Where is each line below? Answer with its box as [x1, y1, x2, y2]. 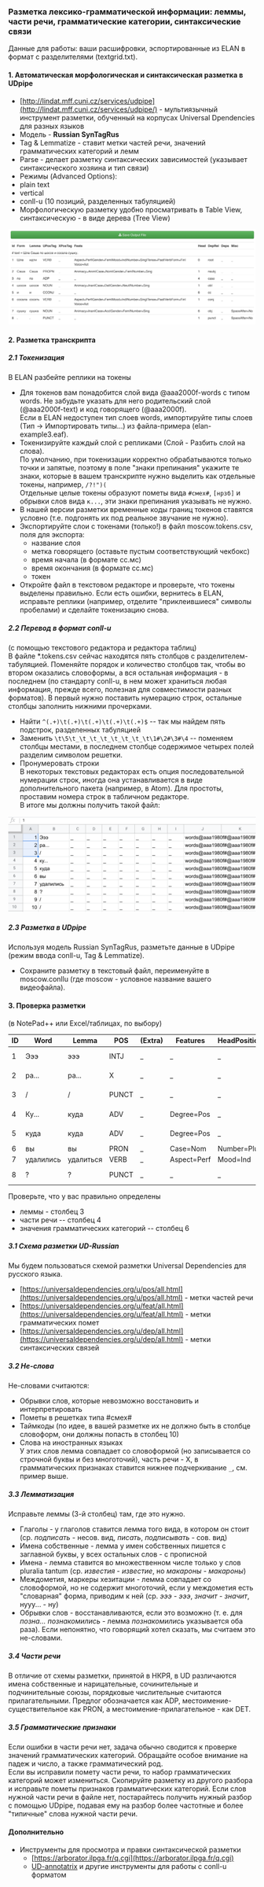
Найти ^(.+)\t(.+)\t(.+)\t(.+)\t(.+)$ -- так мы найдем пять [19, 717, 225, 726]
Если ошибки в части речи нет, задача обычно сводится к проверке [8, 1742, 237, 1752]
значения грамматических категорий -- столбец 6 [19, 1223, 190, 1233]
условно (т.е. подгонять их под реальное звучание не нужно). [19, 514, 229, 523]
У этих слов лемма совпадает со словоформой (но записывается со [19, 1447, 251, 1456]
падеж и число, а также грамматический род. [8, 1759, 163, 1768]
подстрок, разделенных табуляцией [19, 725, 141, 735]
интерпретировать [19, 1405, 82, 1414]
